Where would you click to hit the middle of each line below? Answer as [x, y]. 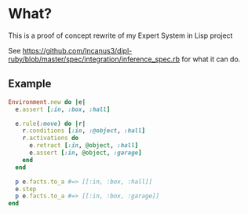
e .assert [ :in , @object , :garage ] [86, 153]
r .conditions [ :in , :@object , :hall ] [84, 131]
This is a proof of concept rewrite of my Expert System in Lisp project [120, 35]
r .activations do [51, 138]
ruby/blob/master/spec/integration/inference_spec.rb [94, 59]
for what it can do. [211, 59]
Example [30, 84]
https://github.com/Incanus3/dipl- [77, 50]
